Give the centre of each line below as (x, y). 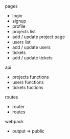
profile (19, 26)
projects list (24, 31)
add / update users (31, 47)
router (18, 107)
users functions (28, 82)
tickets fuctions (28, 87)
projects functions (30, 77)
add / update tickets (32, 58)
